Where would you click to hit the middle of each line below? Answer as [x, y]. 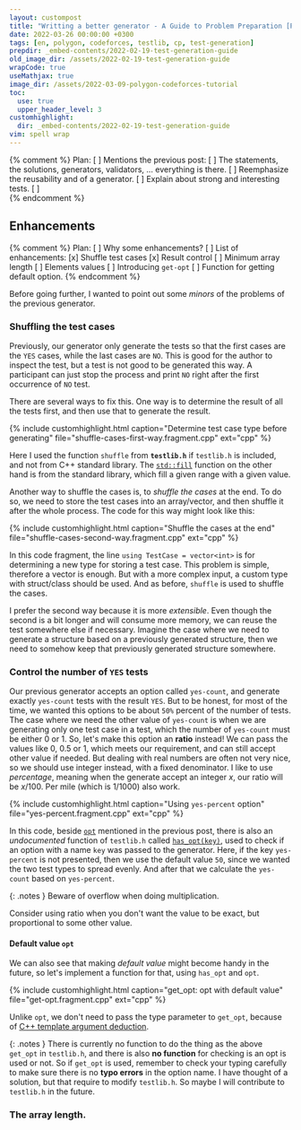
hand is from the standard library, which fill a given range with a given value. [150, 474]
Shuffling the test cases [62, 326]
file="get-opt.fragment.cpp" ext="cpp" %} [88, 1000]
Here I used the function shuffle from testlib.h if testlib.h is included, [143, 455]
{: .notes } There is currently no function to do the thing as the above [136, 1044]
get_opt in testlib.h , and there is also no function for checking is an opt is [148, 1054]
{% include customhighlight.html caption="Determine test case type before [148, 428]
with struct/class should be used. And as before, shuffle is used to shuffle [146, 583]
